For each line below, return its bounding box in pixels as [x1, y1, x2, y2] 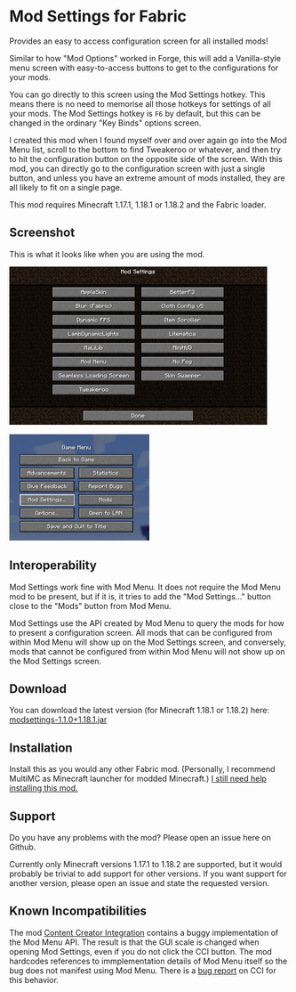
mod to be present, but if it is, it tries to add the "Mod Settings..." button [9, 590, 271, 602]
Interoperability [9, 558, 98, 573]
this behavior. [9, 974, 60, 985]
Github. [9, 842, 36, 852]
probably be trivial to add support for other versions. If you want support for [9, 868, 287, 879]
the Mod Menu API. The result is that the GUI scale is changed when [9, 937, 260, 947]
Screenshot [9, 225, 76, 240]
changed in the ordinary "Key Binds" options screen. [9, 118, 202, 128]
